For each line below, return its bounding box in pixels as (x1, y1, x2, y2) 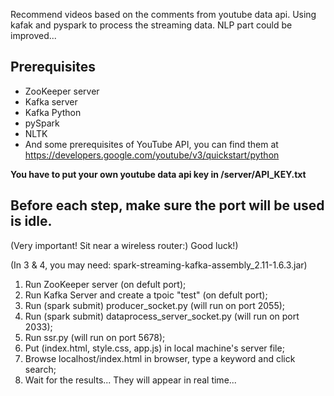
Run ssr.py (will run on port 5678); (24, 331, 166, 343)
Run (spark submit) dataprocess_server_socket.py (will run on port (24, 310, 300, 322)
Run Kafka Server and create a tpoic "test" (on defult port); (24, 289, 268, 301)
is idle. (10, 213, 53, 230)
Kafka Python (24, 106, 82, 118)
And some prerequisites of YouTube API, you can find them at (24, 138, 279, 150)
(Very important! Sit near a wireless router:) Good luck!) (10, 239, 239, 251)
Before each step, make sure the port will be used (10, 197, 325, 214)
